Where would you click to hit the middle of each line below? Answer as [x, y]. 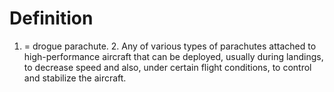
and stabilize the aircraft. [75, 78]
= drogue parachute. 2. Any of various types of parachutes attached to [170, 46]
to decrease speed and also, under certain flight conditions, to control [167, 67]
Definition [51, 18]
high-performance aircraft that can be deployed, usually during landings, [173, 56]
